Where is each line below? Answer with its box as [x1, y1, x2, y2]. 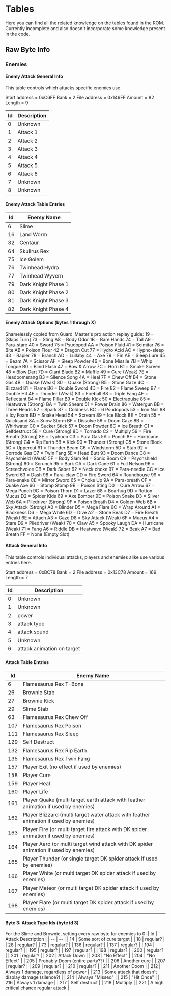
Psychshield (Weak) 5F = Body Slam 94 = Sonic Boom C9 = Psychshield [5, 455, 157, 461]
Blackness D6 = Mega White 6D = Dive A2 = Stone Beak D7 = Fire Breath [5, 509, 159, 515]
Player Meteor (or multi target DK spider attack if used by [22, 884, 159, 892]
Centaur [19, 239, 39, 246]
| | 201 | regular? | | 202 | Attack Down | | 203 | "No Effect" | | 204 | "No [5, 953, 155, 959]
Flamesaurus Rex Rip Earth [22, 747, 87, 754]
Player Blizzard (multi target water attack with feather [22, 811, 150, 818]
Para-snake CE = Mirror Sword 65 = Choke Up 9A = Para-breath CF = [5, 477, 152, 483]
